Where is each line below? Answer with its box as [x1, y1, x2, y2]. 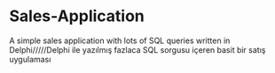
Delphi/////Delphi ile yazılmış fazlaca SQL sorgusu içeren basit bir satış [9, 44, 266, 55]
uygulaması [9, 54, 51, 64]
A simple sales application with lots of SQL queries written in [9, 35, 231, 46]
